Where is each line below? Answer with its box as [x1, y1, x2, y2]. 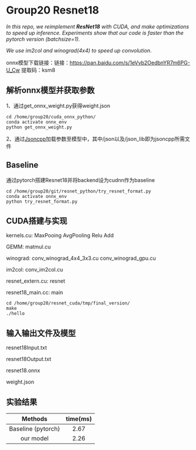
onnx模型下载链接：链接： [6, 59, 70, 66]
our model [20, 434, 49, 442]
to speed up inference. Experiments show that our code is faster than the [6, 29, 184, 36]
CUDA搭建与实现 [6, 216, 68, 226]
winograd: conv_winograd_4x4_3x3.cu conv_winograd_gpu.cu [6, 254, 156, 262]
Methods [21, 415, 48, 423]
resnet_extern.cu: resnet [6, 277, 66, 284]
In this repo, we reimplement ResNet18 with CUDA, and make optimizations [6, 23, 190, 30]
